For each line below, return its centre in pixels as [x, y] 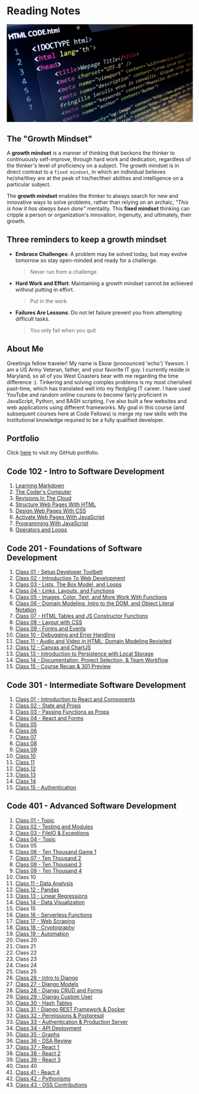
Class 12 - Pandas [37, 890]
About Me [25, 349]
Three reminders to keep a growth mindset [87, 240]
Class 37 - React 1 [37, 1047]
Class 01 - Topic [35, 820]
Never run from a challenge [63, 271]
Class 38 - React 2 [38, 1053]
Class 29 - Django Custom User [54, 996]
